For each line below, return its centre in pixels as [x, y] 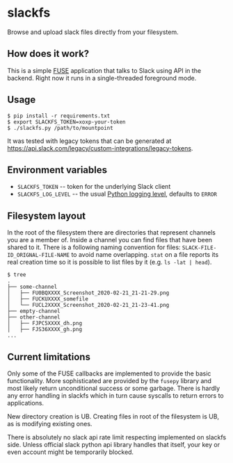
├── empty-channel [34, 311]
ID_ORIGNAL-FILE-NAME [39, 255]
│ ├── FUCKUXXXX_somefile [48, 299]
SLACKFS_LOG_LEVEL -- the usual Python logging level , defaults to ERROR [117, 194]
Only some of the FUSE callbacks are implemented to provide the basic [109, 373]
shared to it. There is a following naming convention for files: [94, 247]
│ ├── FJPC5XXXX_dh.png [45, 323]
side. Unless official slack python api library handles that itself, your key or [114, 445]
